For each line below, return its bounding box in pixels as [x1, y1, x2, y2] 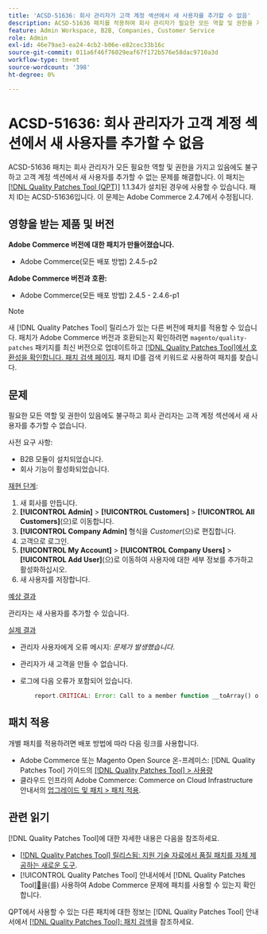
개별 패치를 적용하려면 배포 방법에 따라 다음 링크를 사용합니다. [8, 738, 199, 748]
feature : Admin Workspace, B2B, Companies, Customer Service [8, 26, 215, 34]
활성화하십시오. [19, 565, 68, 575]
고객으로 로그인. [19, 537, 69, 546]
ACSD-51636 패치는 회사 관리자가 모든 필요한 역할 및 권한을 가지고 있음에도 [8, 162, 244, 172]
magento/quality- [190, 335, 248, 343]
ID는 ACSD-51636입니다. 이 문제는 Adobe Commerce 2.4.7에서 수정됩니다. [16, 192, 254, 201]
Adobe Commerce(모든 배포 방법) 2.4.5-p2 [19, 257, 157, 266]
